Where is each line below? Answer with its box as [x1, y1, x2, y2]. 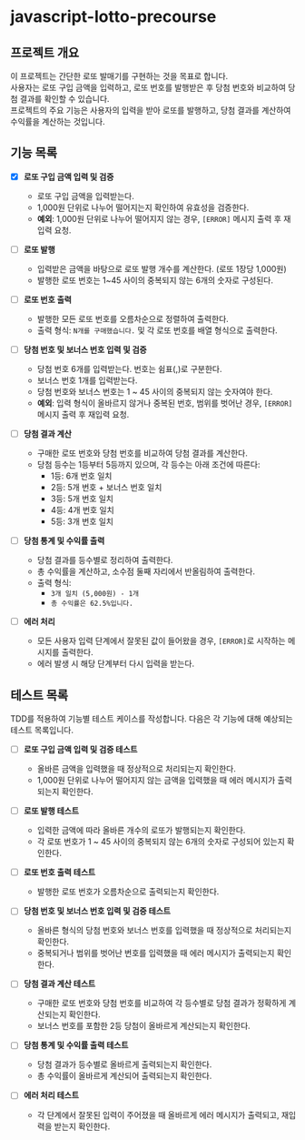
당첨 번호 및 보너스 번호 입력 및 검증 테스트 [23, 905, 172, 916]
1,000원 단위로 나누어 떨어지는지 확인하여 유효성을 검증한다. [36, 202, 250, 213]
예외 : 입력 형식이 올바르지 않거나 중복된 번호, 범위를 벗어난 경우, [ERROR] [36, 398, 293, 409]
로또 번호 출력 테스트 [23, 867, 96, 878]
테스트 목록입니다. [10, 725, 74, 736]
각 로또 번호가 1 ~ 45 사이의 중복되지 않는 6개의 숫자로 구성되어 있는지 [36, 836, 285, 847]
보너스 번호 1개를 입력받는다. [36, 375, 138, 386]
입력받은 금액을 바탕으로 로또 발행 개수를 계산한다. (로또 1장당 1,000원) [36, 263, 287, 274]
